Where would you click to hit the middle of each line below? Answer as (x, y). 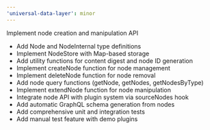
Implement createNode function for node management (93, 68)
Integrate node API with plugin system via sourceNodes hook (102, 97)
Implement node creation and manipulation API (72, 33)
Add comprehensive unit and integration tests (80, 112)
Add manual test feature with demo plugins (77, 119)
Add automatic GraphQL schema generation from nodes (95, 104)
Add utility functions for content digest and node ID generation (104, 61)
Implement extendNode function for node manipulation (94, 90)
